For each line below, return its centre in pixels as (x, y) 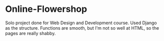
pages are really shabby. (30, 33)
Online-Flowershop (46, 9)
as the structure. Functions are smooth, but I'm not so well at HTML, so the (82, 28)
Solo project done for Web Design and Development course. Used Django (81, 23)
